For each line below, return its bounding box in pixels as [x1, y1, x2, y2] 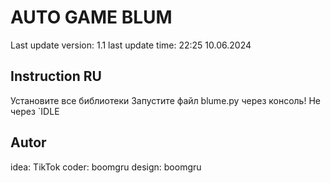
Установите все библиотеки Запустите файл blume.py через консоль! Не [10, 94, 321, 106]
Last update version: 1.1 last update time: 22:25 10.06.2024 [10, 39, 252, 51]
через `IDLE [10, 105, 60, 117]
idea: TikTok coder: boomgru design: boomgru [10, 161, 202, 173]
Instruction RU [10, 68, 102, 85]
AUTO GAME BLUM [10, 6, 173, 29]
